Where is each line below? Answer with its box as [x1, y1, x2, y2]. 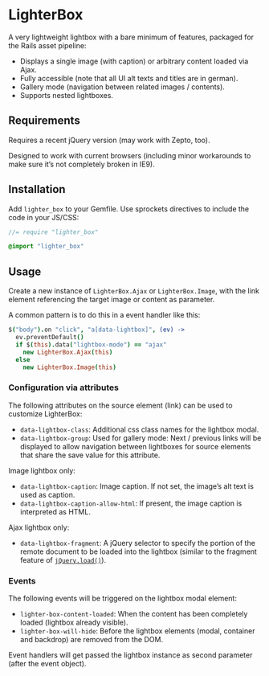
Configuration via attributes [8, 382, 119, 393]
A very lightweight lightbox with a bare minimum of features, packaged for [8, 32, 255, 42]
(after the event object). [8, 658, 87, 668]
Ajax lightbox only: [8, 522, 70, 532]
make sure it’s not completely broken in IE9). [8, 159, 155, 169]
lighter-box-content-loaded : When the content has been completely [19, 608, 248, 618]
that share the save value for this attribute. [19, 450, 161, 460]
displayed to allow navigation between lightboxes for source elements [19, 441, 251, 451]
